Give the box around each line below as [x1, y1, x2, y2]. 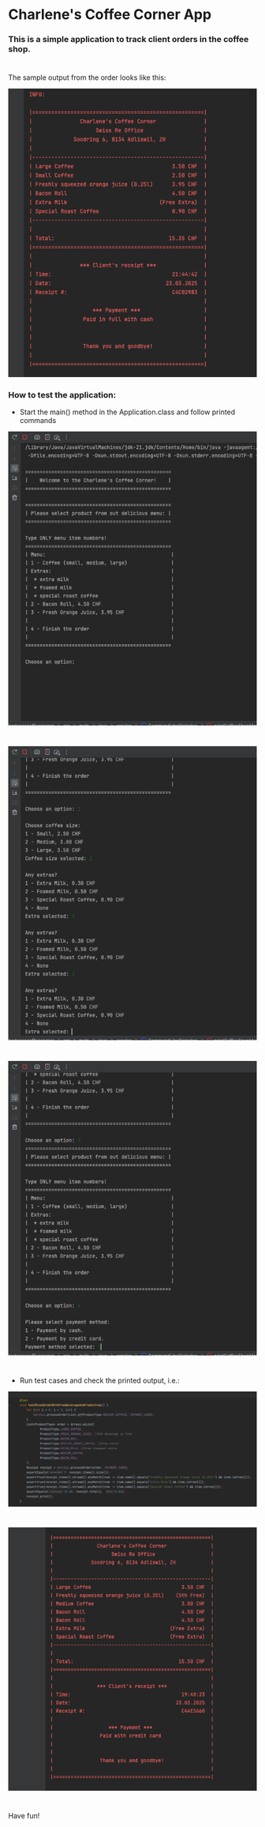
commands [19, 415, 57, 425]
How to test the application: [8, 389, 117, 400]
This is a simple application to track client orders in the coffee [8, 34, 249, 45]
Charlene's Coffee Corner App [8, 6, 211, 24]
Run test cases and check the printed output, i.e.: [19, 1376, 180, 1385]
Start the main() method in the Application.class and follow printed [19, 407, 236, 417]
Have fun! [8, 1810, 40, 1820]
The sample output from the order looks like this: [8, 73, 166, 82]
